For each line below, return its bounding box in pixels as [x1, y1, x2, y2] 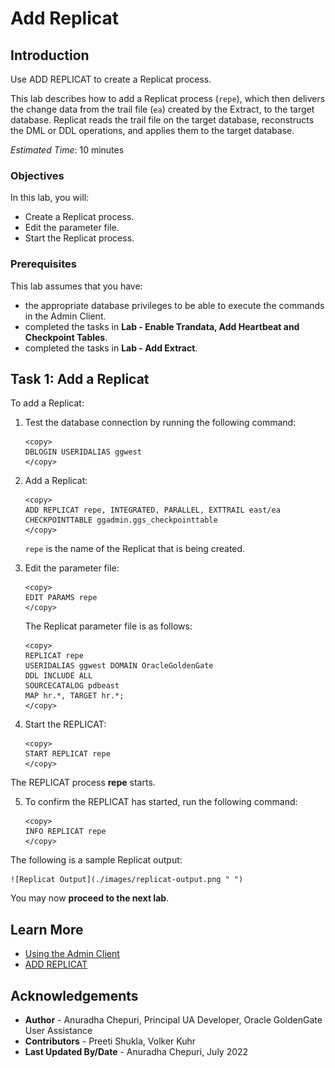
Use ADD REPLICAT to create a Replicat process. [10, 73, 212, 85]
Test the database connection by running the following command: [24, 417, 297, 429]
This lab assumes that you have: [10, 280, 143, 292]
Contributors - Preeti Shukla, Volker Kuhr [24, 1035, 197, 1047]
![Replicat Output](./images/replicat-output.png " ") [10, 875, 244, 885]
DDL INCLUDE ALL [24, 671, 93, 681]
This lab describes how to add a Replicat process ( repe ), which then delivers [10, 93, 326, 104]
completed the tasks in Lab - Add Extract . [24, 342, 198, 354]
